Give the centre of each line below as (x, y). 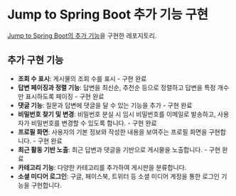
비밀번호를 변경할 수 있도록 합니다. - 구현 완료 (94, 123)
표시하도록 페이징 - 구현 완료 (65, 96)
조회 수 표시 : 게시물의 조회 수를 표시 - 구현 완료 (82, 78)
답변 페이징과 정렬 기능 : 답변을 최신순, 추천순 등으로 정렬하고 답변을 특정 (117, 87)
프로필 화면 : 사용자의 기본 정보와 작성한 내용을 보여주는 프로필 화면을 (112, 131)
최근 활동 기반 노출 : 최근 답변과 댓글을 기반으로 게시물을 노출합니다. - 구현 (119, 149)
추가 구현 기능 (36, 60)
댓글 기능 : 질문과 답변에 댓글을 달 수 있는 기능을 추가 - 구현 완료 (105, 105)
